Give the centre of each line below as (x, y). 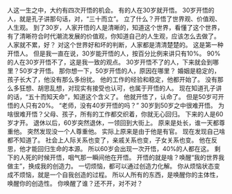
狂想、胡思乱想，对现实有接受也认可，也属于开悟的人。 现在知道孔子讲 (121, 88)
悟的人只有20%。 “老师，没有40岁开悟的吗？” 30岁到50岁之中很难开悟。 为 (116, 105)
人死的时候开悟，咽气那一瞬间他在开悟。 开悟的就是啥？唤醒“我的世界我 (122, 157)
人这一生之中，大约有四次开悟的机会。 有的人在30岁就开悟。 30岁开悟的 (111, 10)
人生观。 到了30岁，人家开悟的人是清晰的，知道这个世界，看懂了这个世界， (115, 27)
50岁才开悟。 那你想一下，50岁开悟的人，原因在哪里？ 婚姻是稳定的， (120, 71)
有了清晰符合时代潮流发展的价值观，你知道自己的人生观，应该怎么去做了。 (114, 36)
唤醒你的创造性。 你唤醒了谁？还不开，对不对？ (75, 183)
